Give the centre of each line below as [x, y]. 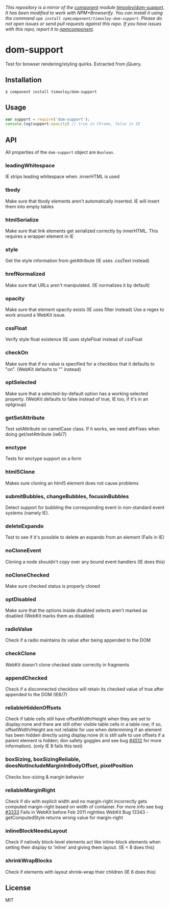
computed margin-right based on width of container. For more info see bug [84, 806]
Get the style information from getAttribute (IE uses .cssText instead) [77, 261]
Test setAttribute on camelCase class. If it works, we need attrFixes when [82, 429]
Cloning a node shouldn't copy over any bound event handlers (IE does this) [85, 562]
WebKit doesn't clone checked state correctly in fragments [67, 665]
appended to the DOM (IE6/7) [36, 695]
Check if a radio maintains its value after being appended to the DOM [78, 640]
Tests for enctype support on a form [43, 459]
